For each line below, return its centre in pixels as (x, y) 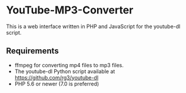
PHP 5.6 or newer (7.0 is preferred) (57, 84)
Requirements (32, 51)
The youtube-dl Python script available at (65, 71)
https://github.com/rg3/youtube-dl (57, 77)
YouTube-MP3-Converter (70, 10)
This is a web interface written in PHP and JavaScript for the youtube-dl (93, 26)
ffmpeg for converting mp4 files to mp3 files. (69, 65)
